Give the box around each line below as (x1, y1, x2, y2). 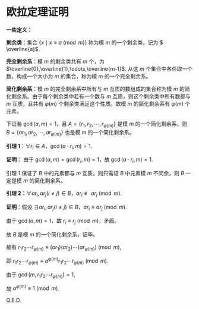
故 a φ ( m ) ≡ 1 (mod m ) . (6, 283, 59, 292)
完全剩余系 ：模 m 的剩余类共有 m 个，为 (6, 58, 105, 65)
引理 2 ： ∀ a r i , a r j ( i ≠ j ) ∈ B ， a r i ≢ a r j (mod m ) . (6, 190, 122, 198)
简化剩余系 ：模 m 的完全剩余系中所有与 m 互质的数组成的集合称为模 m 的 (6, 85, 185, 92)
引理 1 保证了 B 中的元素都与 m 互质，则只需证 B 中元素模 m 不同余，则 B (6, 170, 185, 177)
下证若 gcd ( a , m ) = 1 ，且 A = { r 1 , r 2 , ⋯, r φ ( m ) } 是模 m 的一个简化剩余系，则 (6, 120, 188, 128)
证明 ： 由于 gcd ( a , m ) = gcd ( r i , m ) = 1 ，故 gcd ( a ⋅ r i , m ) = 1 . (6, 156, 153, 165)
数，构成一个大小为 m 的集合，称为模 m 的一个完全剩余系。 (6, 72, 151, 80)
